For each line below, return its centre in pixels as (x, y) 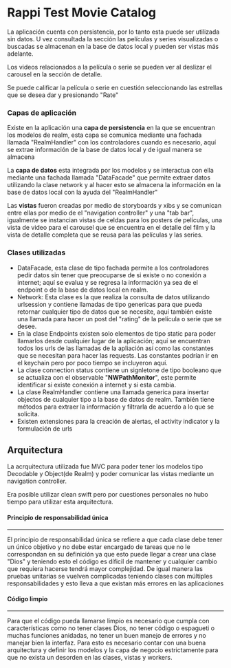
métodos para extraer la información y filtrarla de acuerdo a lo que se (115, 407)
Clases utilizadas (36, 252)
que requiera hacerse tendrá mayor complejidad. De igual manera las (105, 568)
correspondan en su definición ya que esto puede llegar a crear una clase (112, 554)
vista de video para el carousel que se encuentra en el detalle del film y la (111, 228)
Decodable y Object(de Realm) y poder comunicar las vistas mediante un (111, 474)
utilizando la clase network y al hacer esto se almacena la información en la (114, 185)
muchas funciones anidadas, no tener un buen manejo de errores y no (107, 635)
